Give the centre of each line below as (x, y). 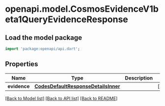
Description (139, 78)
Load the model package (44, 38)
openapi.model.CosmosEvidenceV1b (82, 9)
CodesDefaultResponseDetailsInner (77, 86)
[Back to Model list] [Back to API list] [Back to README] (61, 98)
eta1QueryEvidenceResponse (67, 19)
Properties (22, 64)
